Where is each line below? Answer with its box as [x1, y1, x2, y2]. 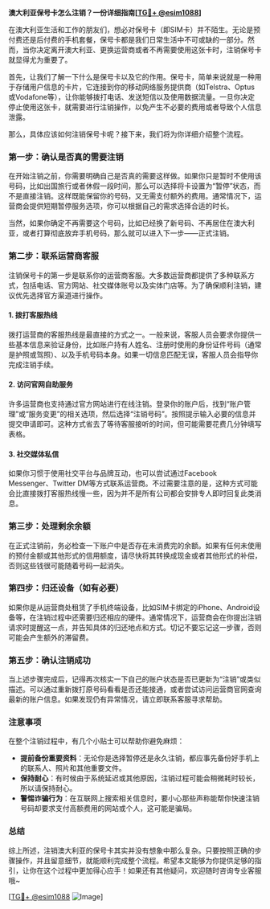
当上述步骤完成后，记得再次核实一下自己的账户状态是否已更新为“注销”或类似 [8, 674, 261, 684]
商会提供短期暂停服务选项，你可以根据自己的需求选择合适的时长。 [14, 201, 234, 211]
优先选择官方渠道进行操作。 [14, 290, 107, 300]
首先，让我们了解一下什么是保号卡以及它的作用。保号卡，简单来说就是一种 [8, 72, 255, 81]
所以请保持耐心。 [19, 784, 77, 793]
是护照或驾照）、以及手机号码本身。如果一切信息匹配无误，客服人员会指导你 [8, 350, 259, 359]
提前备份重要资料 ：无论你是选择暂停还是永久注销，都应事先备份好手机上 [19, 753, 260, 763]
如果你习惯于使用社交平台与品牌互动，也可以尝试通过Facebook [8, 469, 217, 478]
